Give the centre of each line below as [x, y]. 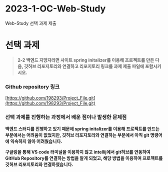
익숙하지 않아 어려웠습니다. [36, 141]
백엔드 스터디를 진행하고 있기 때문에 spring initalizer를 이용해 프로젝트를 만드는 [82, 129]
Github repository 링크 [32, 86]
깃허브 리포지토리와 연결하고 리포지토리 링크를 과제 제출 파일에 [84, 66]
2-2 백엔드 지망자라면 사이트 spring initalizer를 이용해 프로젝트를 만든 [86, 60]
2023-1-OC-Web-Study [55, 9]
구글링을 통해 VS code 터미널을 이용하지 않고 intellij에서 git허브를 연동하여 [78, 152]
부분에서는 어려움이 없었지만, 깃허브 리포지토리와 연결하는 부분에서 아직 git [77, 135]
